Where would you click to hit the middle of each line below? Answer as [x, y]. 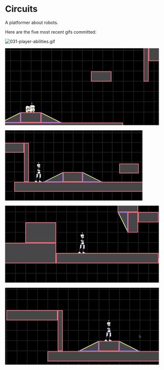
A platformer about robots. [32, 22]
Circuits [21, 9]
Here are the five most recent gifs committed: [51, 32]
